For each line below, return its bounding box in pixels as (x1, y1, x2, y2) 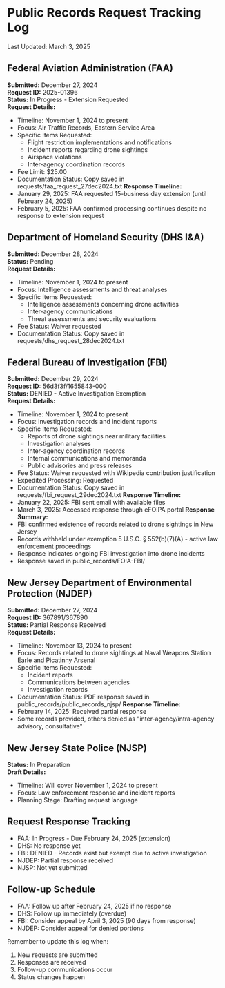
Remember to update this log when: (7, 937, 109, 945)
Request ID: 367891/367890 (7, 613, 88, 622)
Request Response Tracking (7, 816, 131, 828)
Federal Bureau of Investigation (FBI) (7, 356, 168, 368)
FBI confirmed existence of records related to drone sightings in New (17, 520, 214, 529)
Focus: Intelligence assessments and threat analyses (17, 285, 168, 293)
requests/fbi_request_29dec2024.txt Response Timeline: (17, 491, 182, 499)
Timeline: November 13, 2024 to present (17, 641, 133, 650)
